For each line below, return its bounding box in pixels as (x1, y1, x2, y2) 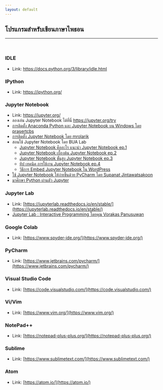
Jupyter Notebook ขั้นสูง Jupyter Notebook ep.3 (19, 155, 113, 161)
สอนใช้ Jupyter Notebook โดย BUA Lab (12, 139, 86, 145)
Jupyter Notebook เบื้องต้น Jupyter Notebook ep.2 (19, 150, 117, 156)
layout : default (5, 7, 38, 12)
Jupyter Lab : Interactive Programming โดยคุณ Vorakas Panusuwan (12, 211, 144, 217)
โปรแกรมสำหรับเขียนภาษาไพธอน (5, 25, 84, 34)
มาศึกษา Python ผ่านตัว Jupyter (12, 177, 69, 183)
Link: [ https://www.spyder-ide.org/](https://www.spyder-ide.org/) (12, 235, 143, 241)
